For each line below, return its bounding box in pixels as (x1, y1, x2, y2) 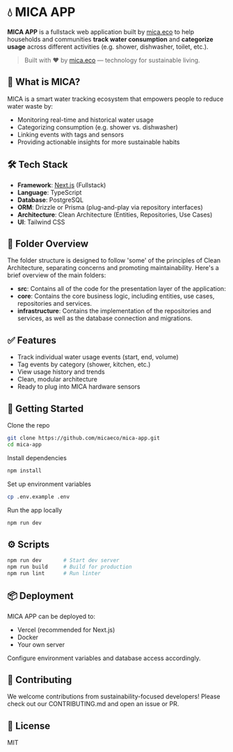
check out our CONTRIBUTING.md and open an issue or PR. (7, 700, 179, 708)
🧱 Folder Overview (7, 237, 89, 249)
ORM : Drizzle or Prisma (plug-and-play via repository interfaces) (17, 203, 203, 211)
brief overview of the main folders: (7, 271, 106, 279)
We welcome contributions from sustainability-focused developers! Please (7, 692, 220, 700)
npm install (7, 467, 42, 474)
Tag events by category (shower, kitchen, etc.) (17, 360, 151, 369)
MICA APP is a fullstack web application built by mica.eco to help (7, 27, 195, 36)
